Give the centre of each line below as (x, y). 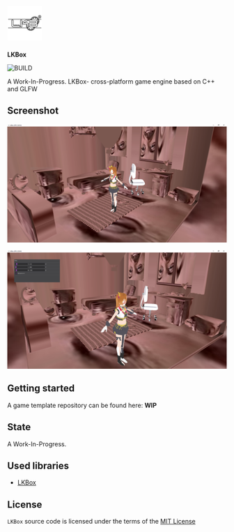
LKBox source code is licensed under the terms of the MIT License (102, 522)
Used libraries (38, 465)
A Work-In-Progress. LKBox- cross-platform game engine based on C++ (111, 81)
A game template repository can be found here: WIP (82, 405)
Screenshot (33, 111)
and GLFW (23, 89)
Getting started (41, 389)
